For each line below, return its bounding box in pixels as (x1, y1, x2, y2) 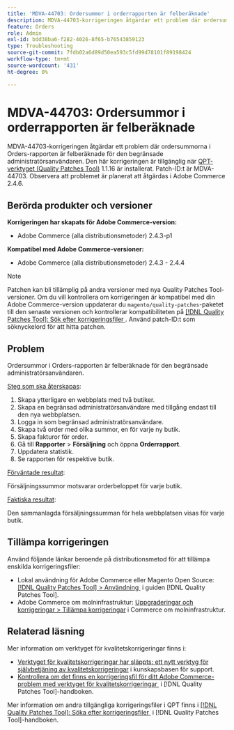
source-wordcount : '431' (7, 62, 79, 69)
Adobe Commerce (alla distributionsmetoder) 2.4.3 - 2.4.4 (17, 258, 185, 267)
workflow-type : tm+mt (7, 56, 70, 63)
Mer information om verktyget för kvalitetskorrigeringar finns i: (7, 644, 187, 652)
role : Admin (7, 29, 42, 37)
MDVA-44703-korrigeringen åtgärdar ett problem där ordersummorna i (7, 142, 211, 150)
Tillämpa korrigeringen (7, 536, 109, 548)
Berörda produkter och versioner (7, 199, 153, 211)
